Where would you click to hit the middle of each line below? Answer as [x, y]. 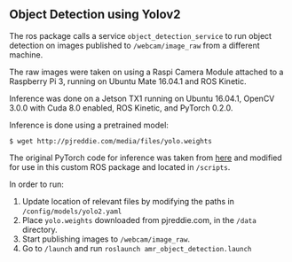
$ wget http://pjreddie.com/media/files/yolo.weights [111, 141]
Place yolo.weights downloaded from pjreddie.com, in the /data [139, 220]
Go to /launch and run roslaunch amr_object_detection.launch [137, 248]
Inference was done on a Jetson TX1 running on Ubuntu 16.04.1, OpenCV [142, 98]
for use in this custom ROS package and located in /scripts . [120, 166]
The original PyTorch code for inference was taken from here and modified [146, 158]
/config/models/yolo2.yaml [72, 212]
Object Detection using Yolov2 [95, 15]
